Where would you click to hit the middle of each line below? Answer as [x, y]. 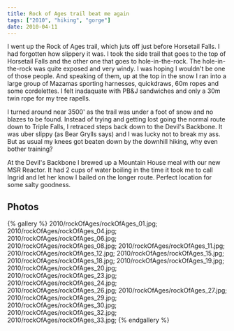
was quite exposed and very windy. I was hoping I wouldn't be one [130, 69]
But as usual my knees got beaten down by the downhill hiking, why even [112, 142]
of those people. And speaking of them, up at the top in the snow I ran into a [117, 76]
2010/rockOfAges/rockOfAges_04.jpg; [62, 231]
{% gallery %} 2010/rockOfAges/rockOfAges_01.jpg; [82, 223]
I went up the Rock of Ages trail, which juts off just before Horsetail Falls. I [114, 47]
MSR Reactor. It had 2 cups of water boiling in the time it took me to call [110, 170]
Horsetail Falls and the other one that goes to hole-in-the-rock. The [104, 61]
